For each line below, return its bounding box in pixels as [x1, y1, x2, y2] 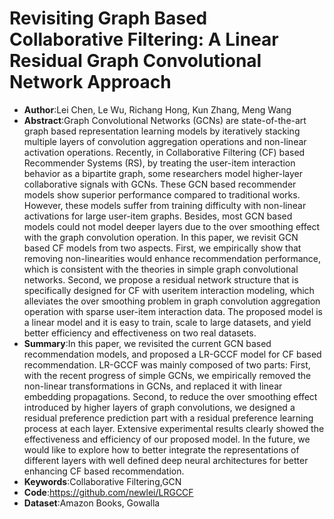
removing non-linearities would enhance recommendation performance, [23, 252, 322, 264]
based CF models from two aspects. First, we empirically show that [23, 242, 302, 254]
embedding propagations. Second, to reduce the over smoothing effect [23, 390, 318, 402]
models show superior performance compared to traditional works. [23, 188, 301, 201]
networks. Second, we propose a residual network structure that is [23, 273, 299, 286]
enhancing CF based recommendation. [23, 465, 185, 477]
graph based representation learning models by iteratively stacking [23, 125, 301, 137]
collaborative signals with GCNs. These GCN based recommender [23, 178, 297, 190]
